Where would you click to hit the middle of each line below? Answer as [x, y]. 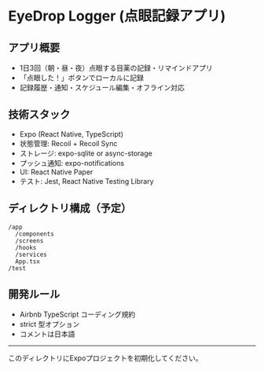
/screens [29, 240]
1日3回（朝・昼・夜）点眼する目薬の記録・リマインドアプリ [116, 68]
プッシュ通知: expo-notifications [71, 163]
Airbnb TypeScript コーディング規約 [77, 314]
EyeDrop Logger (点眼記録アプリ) [117, 16]
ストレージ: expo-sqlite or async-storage [86, 153]
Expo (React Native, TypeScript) [71, 134]
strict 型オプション [49, 324]
